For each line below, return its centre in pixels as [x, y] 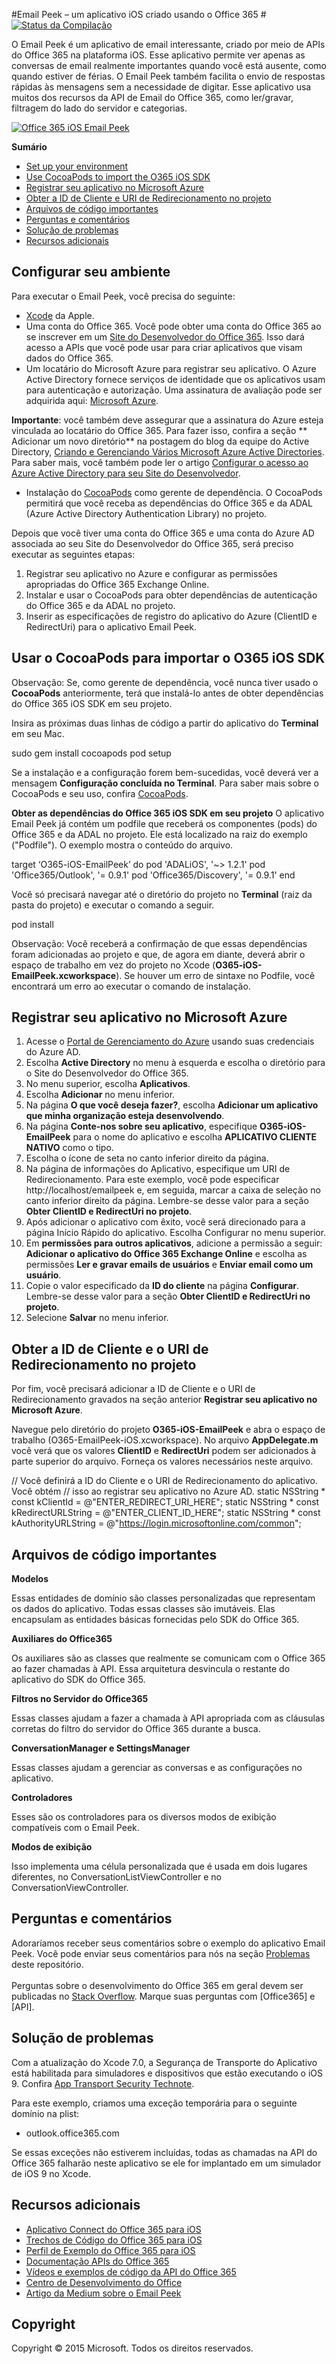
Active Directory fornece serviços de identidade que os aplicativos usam [175, 379]
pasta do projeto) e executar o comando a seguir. [113, 905]
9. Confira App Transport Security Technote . [103, 2083]
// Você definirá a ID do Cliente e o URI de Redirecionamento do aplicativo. [164, 1481]
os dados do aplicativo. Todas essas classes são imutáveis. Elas [143, 1609]
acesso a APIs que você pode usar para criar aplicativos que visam [164, 347]
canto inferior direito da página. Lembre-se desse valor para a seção [167, 1201]
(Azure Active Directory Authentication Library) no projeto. [146, 513]
